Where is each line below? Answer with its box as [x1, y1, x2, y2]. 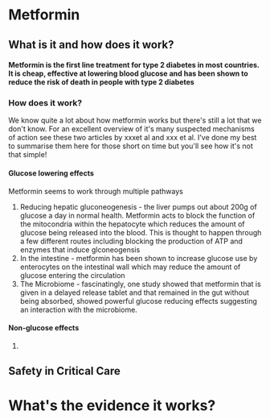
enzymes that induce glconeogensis [19, 244, 141, 255]
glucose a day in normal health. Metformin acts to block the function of [19, 210, 256, 220]
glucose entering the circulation [19, 270, 126, 280]
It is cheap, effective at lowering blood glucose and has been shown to [8, 68, 249, 78]
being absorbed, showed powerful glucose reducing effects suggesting [19, 296, 257, 305]
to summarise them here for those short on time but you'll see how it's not [8, 141, 253, 151]
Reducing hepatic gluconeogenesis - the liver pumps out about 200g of [19, 201, 257, 211]
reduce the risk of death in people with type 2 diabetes [8, 77, 194, 87]
